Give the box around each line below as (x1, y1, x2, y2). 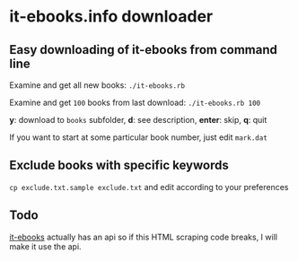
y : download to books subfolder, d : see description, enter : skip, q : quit (9, 115, 267, 125)
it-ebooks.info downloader (9, 6, 214, 27)
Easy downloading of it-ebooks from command (9, 42, 278, 57)
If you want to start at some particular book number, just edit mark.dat (9, 132, 267, 143)
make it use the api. (9, 240, 83, 252)
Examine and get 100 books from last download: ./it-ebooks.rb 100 (9, 97, 261, 108)
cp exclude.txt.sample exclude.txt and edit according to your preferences (9, 181, 289, 192)
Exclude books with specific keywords (9, 158, 229, 173)
